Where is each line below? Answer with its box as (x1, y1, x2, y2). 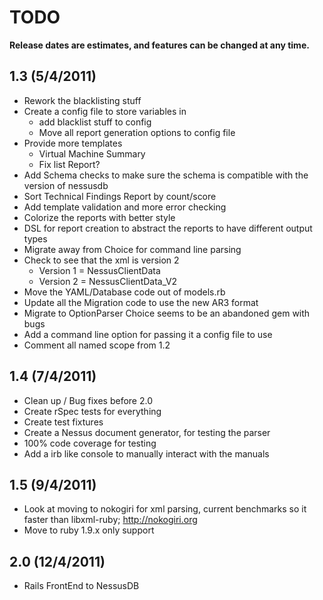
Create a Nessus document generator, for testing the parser (23, 426, 271, 438)
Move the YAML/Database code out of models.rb (23, 286, 226, 298)
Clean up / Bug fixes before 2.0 (23, 394, 153, 406)
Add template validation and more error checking (23, 201, 227, 213)
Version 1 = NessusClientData (38, 264, 161, 276)
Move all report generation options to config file (38, 126, 236, 138)
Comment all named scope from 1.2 (23, 339, 171, 351)
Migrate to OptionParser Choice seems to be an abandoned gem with (23, 307, 311, 319)
